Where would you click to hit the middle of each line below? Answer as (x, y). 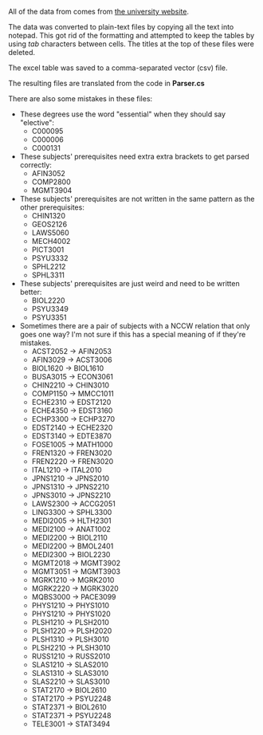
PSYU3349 (50, 309)
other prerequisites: (52, 207)
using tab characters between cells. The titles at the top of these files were (131, 44)
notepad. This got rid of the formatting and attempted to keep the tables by (131, 35)
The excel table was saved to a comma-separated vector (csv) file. (118, 68)
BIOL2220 (48, 301)
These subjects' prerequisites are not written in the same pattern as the (137, 199)
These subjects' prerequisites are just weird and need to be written (130, 283)
